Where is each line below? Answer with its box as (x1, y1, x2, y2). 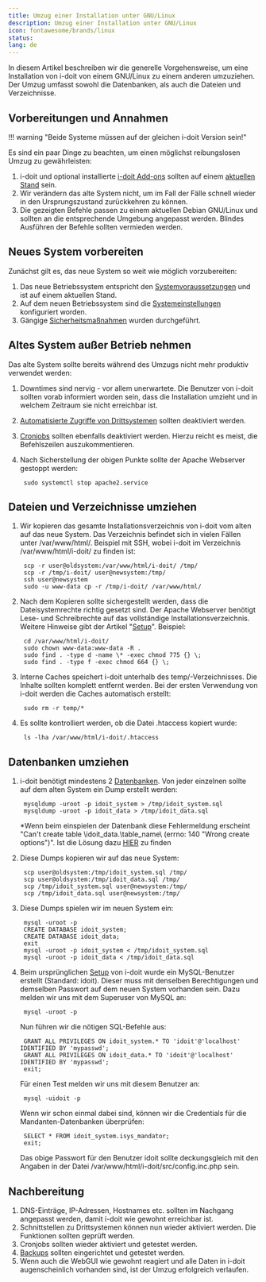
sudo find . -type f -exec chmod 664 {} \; (23, 658, 170, 666)
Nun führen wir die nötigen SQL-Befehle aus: (19, 1022, 167, 1032)
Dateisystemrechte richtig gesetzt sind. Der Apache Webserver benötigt (19, 605, 256, 615)
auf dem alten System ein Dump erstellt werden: (19, 785, 178, 794)
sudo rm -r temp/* (23, 705, 85, 712)
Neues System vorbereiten (8, 245, 145, 259)
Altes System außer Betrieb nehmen (8, 338, 192, 352)
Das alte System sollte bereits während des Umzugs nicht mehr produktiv (8, 359, 249, 369)
